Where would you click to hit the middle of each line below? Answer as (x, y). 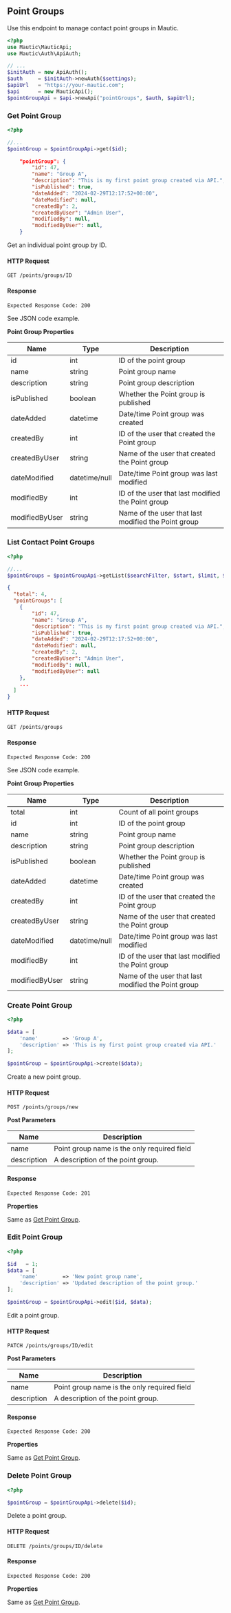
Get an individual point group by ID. (57, 245)
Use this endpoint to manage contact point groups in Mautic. (93, 28)
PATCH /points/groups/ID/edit (51, 1346)
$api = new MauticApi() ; (51, 91)
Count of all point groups (159, 812)
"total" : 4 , (31, 594)
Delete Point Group (40, 1476)
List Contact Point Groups (51, 542)
